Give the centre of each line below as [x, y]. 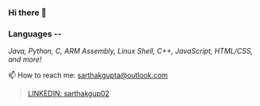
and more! [25, 59]
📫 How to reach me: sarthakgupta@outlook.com [88, 75]
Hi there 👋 [28, 13]
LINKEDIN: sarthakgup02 [68, 93]
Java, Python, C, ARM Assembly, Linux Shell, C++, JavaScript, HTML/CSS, [131, 51]
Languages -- [35, 33]
